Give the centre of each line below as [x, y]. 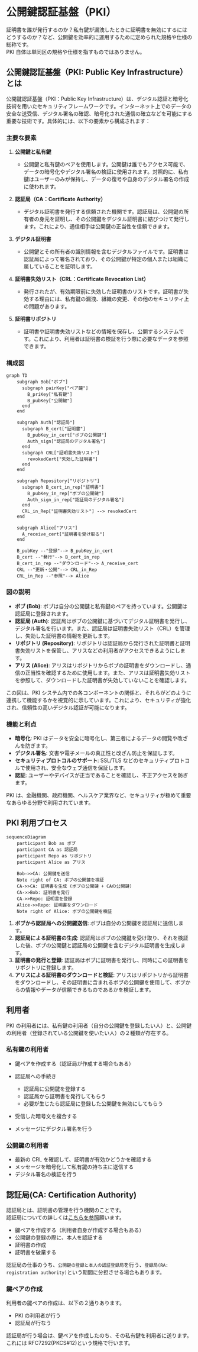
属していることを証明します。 [59, 266]
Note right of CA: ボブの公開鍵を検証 [61, 880]
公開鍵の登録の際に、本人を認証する [59, 1237]
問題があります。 [49, 306]
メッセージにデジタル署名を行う [53, 1128]
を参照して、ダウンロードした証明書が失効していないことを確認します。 [102, 680]
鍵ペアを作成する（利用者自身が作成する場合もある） [79, 1230]
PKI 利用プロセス [37, 823]
